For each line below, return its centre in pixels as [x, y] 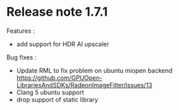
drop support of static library [57, 99]
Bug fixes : [22, 57]
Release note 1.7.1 [57, 12]
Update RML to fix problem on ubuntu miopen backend [94, 70]
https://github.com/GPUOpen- [59, 78]
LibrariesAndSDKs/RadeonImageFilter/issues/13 [84, 85]
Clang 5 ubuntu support [50, 92]
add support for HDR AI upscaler [63, 44]
